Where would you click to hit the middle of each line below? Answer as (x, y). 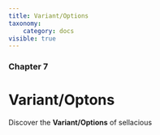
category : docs (49, 31)
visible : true (32, 38)
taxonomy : (25, 23)
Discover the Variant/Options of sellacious (80, 123)
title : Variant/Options (49, 16)
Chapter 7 (28, 67)
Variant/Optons (62, 100)
